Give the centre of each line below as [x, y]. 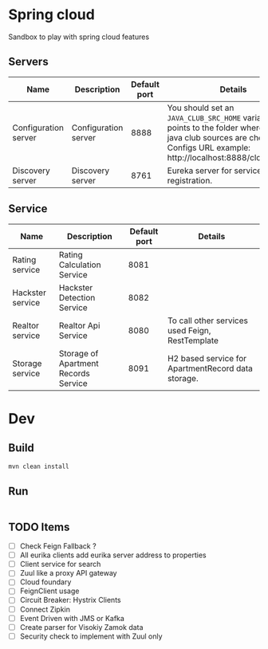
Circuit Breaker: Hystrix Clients [70, 600]
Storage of [79, 353]
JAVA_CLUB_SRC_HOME [204, 118]
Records [74, 373]
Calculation [80, 265]
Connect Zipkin [45, 609]
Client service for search [60, 564]
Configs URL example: [209, 147]
